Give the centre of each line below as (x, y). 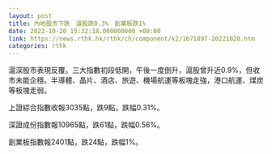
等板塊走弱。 (30, 91)
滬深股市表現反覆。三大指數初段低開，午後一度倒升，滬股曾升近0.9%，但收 (134, 71)
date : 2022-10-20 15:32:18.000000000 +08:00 (85, 31)
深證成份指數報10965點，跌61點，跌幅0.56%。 (86, 125)
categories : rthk (38, 46)
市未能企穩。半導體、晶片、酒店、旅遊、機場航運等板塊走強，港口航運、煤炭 (136, 80)
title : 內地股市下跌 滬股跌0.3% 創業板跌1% (77, 24)
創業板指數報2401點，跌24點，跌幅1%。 (76, 142)
